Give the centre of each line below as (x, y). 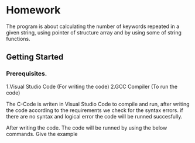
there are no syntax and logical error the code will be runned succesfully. (94, 116)
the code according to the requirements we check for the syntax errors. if (95, 110)
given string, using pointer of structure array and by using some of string (94, 32)
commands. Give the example (42, 134)
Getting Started (35, 57)
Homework (33, 10)
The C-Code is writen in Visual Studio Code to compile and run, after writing (98, 104)
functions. (18, 39)
